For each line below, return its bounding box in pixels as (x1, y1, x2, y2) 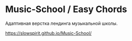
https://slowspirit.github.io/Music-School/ (5, 30, 92, 36)
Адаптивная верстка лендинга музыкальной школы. (5, 20, 118, 26)
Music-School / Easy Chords (5, 4, 127, 15)
